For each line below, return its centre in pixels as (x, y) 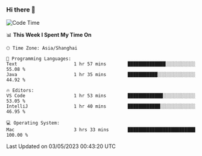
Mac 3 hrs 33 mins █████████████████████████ (101, 130)
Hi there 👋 (21, 10)
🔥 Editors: (20, 91)
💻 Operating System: (33, 123)
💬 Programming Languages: (39, 59)
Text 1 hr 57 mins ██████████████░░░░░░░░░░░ (101, 64)
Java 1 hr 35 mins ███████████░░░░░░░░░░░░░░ (101, 75)
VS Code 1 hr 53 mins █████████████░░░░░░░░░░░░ (101, 96)
